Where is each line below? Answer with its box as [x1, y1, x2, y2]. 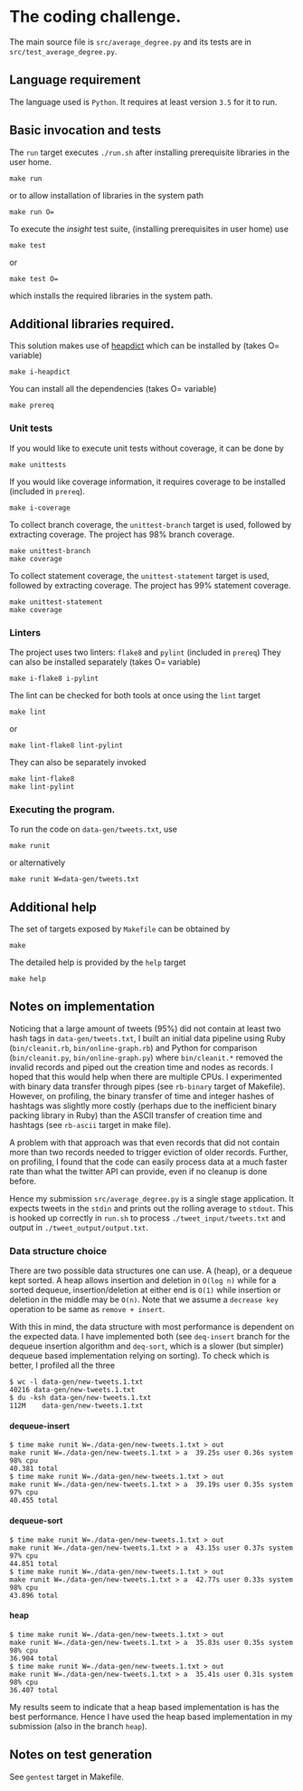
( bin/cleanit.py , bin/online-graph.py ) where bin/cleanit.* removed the [9, 1052, 283, 1063]
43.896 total [9, 1591, 59, 1600]
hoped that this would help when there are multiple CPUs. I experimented [9, 1071, 282, 1082]
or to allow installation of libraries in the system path [9, 190, 204, 200]
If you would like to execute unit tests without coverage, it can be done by [9, 443, 285, 453]
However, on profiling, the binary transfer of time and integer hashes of [9, 1090, 275, 1101]
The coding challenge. [9, 6, 182, 27]
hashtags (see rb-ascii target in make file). [9, 1119, 172, 1130]
